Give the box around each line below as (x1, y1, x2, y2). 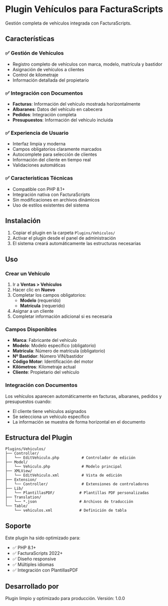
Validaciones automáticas (12, 162, 66, 168)
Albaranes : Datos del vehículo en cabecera (12, 106, 103, 112)
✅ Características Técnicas (5, 174, 73, 181)
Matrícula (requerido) (20, 303, 65, 309)
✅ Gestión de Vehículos (5, 50, 64, 57)
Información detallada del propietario (12, 77, 89, 83)
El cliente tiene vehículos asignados (12, 408, 87, 414)
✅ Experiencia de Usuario (5, 129, 69, 136)
